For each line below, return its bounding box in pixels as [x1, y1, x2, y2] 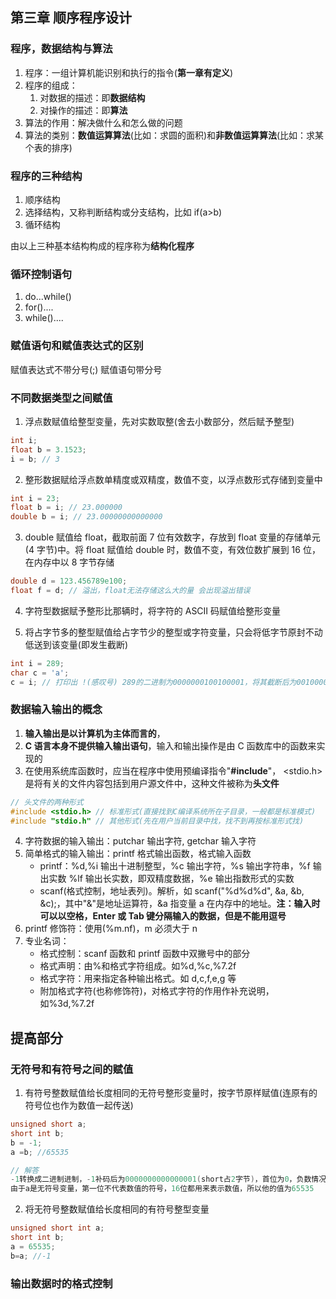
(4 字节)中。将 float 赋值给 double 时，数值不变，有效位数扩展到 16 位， [24, 544, 321, 556]
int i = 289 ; [10, 658, 65, 668]
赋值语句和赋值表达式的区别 [10, 339, 144, 353]
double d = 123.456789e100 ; [10, 576, 128, 587]
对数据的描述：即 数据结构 [39, 91, 146, 103]
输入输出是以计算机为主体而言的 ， [24, 727, 166, 739]
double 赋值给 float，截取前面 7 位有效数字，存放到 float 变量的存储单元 [24, 531, 321, 543]
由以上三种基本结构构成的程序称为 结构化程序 [10, 239, 195, 252]
